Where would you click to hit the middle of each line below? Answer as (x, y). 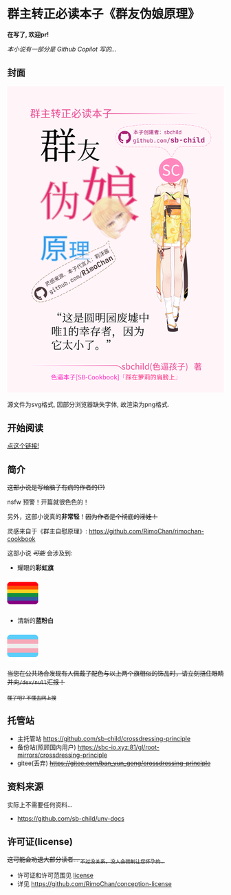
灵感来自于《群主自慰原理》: (47, 531)
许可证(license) (40, 842)
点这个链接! (23, 446)
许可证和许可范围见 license (55, 875)
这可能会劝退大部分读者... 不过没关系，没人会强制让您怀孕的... (86, 860)
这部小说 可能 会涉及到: (40, 553)
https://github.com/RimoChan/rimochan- (146, 531)
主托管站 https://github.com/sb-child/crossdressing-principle (104, 738)
